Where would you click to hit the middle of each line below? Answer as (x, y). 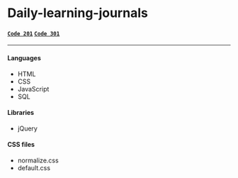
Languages (24, 57)
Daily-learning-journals (78, 13)
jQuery (27, 128)
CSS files (21, 145)
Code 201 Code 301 (34, 33)
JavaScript (33, 89)
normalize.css (38, 160)
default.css (34, 168)
